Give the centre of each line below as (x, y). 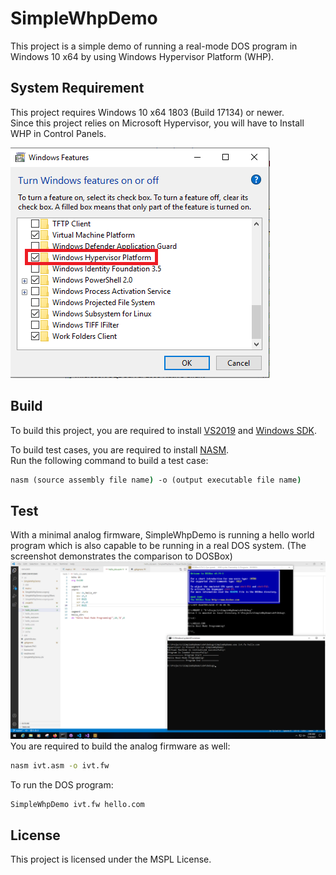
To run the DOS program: (62, 784)
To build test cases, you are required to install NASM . (120, 449)
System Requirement (77, 88)
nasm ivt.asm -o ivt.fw (60, 765)
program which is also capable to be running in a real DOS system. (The (158, 546)
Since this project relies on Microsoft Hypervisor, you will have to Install (157, 123)
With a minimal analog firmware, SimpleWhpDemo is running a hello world (162, 535)
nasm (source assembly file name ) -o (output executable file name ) (156, 480)
